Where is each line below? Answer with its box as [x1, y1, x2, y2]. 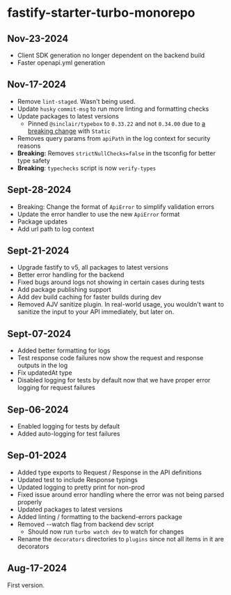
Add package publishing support [17, 286, 111, 294]
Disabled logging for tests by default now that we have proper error [17, 376, 211, 385]
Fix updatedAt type [17, 369, 72, 377]
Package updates [17, 217, 68, 226]
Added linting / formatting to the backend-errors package [17, 512, 182, 520]
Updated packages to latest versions [17, 505, 123, 513]
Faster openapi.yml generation [17, 59, 106, 67]
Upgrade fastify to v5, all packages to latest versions [17, 263, 169, 272]
